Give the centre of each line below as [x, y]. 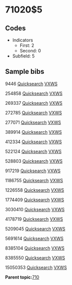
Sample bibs [25, 72]
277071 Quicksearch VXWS [33, 122]
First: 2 [27, 45]
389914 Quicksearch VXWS [34, 132]
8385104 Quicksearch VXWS [35, 248]
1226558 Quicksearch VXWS [35, 190]
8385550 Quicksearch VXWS [35, 258]
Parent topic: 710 [22, 277]
